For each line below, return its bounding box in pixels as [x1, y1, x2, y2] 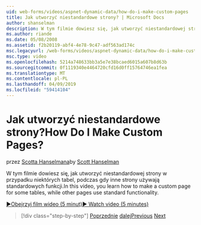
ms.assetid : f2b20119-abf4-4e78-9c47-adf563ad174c [6, 43, 135, 49]
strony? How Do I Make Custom [6, 125, 163, 139]
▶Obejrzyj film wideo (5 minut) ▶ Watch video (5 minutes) [6, 200, 149, 208]
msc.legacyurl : [6, 48, 44, 54]
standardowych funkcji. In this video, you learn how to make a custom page [6, 182, 191, 190]
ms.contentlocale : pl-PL [6, 76, 68, 82]
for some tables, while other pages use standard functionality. [6, 188, 159, 196]
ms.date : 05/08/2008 [6, 37, 58, 43]
